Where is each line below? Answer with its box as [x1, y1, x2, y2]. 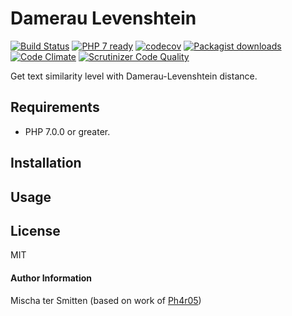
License [10, 222, 61, 239]
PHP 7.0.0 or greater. [24, 125, 111, 137]
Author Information [10, 272, 93, 284]
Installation [10, 155, 82, 172]
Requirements [10, 99, 100, 116]
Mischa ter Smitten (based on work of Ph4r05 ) [10, 294, 202, 306]
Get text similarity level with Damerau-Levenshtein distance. [10, 70, 258, 82]
